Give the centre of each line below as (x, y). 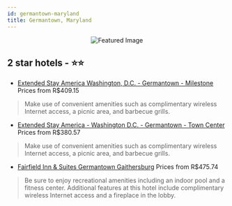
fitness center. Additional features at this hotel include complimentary (124, 188)
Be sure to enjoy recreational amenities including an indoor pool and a (124, 181)
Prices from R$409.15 (48, 91)
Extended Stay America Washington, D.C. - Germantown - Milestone (115, 83)
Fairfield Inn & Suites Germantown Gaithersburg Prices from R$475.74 (118, 167)
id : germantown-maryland (43, 14)
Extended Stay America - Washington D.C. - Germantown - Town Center (121, 125)
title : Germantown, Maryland (49, 20)
